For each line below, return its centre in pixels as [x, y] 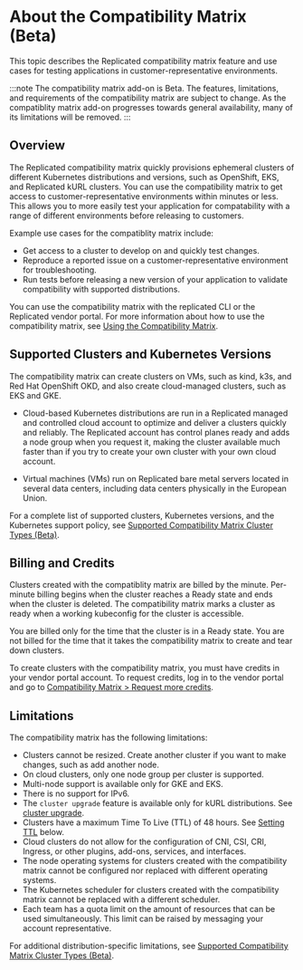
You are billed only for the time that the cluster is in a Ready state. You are [147, 631]
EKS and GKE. [35, 395]
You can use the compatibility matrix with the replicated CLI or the [133, 306]
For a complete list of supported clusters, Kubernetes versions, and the [142, 515]
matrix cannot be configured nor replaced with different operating [145, 870]
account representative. [67, 928]
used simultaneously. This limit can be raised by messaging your [143, 919]
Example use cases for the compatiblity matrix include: [112, 233]
